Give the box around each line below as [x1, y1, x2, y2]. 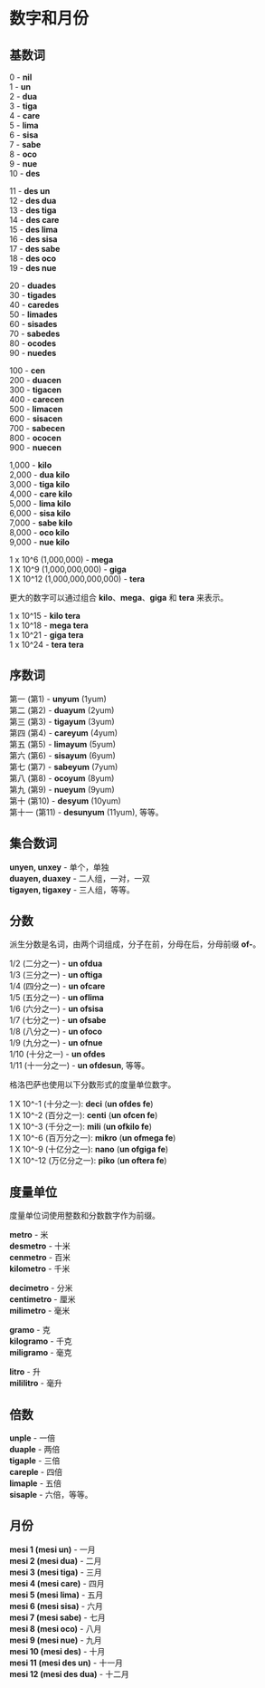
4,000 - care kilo [9, 488, 72, 499]
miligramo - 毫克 [9, 1347, 72, 1358]
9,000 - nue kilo [9, 536, 71, 547]
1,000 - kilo [9, 459, 52, 470]
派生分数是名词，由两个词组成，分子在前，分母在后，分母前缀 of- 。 [9, 939, 261, 950]
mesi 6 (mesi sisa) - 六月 [9, 1600, 104, 1611]
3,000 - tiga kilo [9, 479, 71, 489]
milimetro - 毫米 [9, 1306, 71, 1317]
